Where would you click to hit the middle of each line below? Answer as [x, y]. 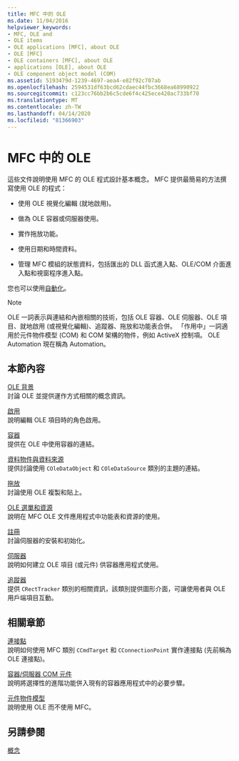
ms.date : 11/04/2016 [38, 21]
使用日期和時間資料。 [49, 249]
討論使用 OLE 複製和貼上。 [46, 492]
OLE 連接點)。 [28, 659]
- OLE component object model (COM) [62, 74]
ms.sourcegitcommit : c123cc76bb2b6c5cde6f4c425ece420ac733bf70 [103, 94]
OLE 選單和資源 [30, 507]
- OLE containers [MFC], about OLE [60, 61]
